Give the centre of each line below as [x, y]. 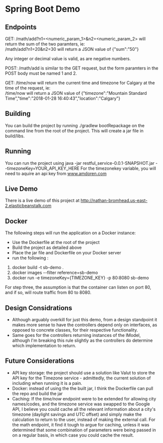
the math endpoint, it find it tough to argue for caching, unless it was [81, 424]
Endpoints [21, 27]
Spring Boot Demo [43, 9]
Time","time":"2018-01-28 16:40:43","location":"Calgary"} [63, 98]
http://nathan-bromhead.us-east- [114, 200]
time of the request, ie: [28, 88]
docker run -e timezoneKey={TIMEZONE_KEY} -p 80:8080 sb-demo [81, 278]
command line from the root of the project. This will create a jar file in [74, 131]
